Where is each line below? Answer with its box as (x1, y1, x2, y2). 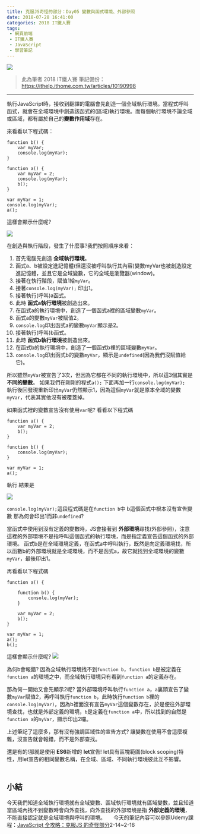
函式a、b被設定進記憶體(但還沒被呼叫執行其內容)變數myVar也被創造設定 (15, 262, 192, 269)
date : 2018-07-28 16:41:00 (7, 14, 74, 20)
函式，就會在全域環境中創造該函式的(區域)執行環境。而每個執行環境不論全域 (7, 108, 193, 115)
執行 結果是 (7, 481, 34, 488)
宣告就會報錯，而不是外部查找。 (22, 735, 100, 742)
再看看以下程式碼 (7, 567, 49, 574)
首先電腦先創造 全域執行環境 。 (15, 254, 90, 262)
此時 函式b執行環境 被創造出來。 (15, 336, 94, 344)
